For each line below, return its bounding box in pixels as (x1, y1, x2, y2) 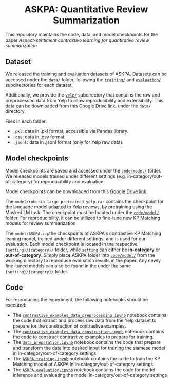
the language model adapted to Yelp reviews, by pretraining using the (5, 204, 152, 210)
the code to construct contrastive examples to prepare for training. (12, 334, 154, 340)
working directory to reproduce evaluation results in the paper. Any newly (5, 257, 161, 263)
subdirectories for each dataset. (5, 82, 73, 88)
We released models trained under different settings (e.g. (5, 173, 127, 179)
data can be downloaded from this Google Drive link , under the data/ (5, 103, 151, 109)
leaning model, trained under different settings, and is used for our (5, 235, 146, 242)
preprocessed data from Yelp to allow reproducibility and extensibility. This (5, 97, 164, 103)
